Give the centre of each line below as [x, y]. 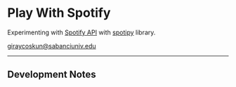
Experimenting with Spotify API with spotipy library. [81, 32]
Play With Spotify [59, 13]
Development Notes [52, 75]
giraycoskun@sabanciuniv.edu [52, 46]
